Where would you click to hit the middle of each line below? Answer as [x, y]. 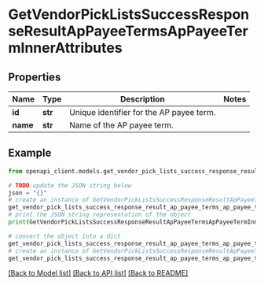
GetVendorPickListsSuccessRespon [129, 15]
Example [30, 153]
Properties [35, 77]
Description [143, 99]
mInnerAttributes [66, 48]
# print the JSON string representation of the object [100, 215]
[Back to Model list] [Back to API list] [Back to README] [98, 273]
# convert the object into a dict [65, 236]
